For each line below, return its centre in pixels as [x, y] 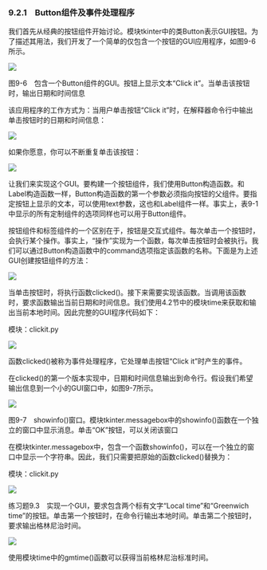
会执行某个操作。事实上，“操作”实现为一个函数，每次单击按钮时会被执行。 [130, 241]
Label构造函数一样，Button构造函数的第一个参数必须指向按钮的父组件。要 [130, 194]
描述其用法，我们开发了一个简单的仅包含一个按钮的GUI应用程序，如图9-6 [135, 41]
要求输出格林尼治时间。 [47, 526]
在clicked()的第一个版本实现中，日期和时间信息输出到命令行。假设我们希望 [131, 378]
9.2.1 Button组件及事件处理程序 [72, 12]
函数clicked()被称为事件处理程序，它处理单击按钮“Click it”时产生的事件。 [128, 361]
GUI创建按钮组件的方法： [49, 261]
